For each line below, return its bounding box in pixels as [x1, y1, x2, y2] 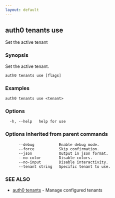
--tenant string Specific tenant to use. [18, 164, 111, 169]
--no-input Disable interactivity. [18, 159, 108, 165]
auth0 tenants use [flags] [5, 73, 61, 78]
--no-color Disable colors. [18, 155, 93, 160]
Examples [5, 84, 30, 91]
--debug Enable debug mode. [18, 142, 99, 147]
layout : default [5, 7, 39, 13]
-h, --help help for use [9, 119, 66, 124]
